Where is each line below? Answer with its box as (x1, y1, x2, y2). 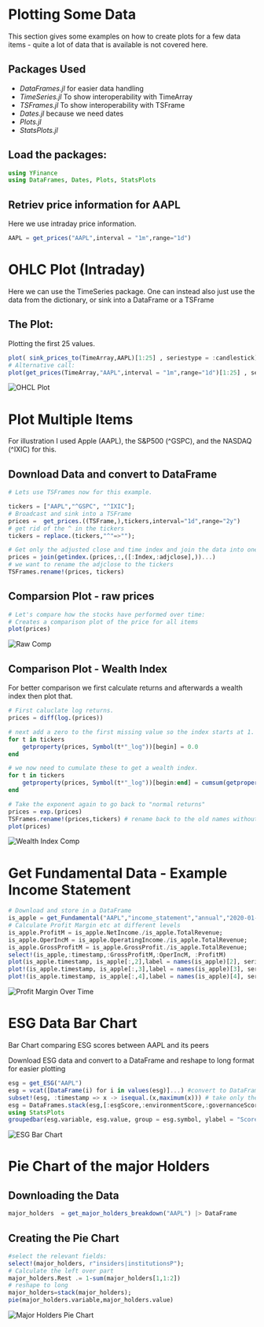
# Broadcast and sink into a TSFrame (8, 510, 132, 518)
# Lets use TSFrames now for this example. (8, 488, 153, 496)
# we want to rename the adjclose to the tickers (8, 561, 174, 569)
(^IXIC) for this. (8, 444, 57, 454)
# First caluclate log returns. (8, 706, 114, 715)
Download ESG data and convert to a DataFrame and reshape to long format (8, 1056, 255, 1065)
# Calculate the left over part (8, 1266, 114, 1275)
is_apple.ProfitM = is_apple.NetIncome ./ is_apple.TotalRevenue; (8, 928, 223, 937)
